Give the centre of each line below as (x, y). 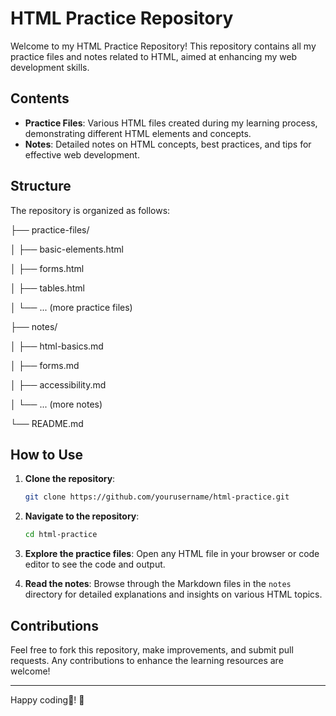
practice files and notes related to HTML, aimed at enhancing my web (154, 56)
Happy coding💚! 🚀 (47, 699)
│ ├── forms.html (47, 268)
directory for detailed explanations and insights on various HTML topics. (173, 594)
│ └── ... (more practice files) (71, 307)
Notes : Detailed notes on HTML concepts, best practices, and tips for (168, 144)
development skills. (50, 67)
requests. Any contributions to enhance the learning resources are (147, 660)
